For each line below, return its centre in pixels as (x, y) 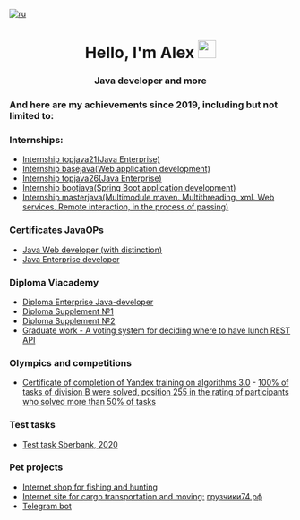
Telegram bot (47, 506)
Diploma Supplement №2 (69, 320)
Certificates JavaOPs (57, 230)
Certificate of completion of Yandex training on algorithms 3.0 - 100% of (155, 383)
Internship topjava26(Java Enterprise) (92, 178)
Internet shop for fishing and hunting (90, 487)
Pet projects (36, 467)
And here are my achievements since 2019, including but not (144, 105)
